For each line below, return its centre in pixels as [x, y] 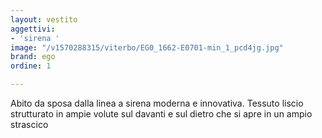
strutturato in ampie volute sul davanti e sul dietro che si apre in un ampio [161, 114]
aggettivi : [33, 29]
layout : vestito [44, 19]
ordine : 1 [31, 66]
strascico [29, 124]
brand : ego [33, 57]
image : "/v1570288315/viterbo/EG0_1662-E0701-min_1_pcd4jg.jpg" [147, 47]
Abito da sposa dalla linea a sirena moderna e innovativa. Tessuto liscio [157, 103]
